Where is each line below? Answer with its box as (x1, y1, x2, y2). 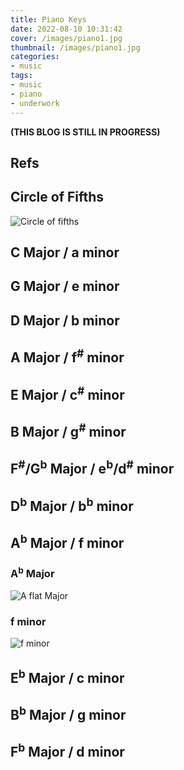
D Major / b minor (10, 312, 120, 329)
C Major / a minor (10, 244, 120, 261)
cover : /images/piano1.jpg (10, 33, 123, 43)
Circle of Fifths (10, 189, 105, 206)
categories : (10, 52, 60, 62)
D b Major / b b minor (10, 494, 134, 515)
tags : (10, 71, 33, 81)
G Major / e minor (10, 278, 120, 295)
